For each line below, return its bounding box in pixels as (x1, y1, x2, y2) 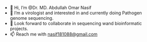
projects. (9, 26, 28, 32)
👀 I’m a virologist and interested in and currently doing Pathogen (9, 10, 142, 16)
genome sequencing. (9, 15, 54, 21)
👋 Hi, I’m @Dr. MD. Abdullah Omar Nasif (9, 5, 92, 10)
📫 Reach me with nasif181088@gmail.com (9, 31, 98, 37)
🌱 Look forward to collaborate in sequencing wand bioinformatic (9, 20, 142, 26)
